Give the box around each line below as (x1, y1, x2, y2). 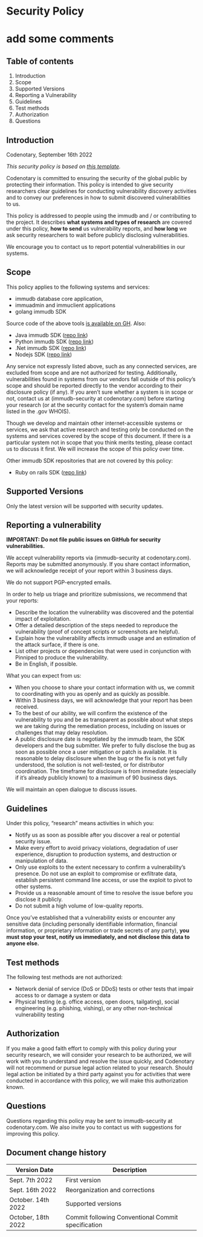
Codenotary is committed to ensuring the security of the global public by (6, 175, 187, 181)
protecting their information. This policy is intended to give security (6, 181, 173, 188)
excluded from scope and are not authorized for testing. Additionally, (6, 369, 178, 376)
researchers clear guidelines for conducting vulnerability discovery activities (6, 187, 197, 195)
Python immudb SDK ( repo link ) (14, 338, 94, 345)
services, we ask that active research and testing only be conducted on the (6, 426, 194, 433)
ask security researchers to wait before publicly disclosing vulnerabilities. (6, 232, 189, 238)
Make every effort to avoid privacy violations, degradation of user (14, 844, 178, 852)
